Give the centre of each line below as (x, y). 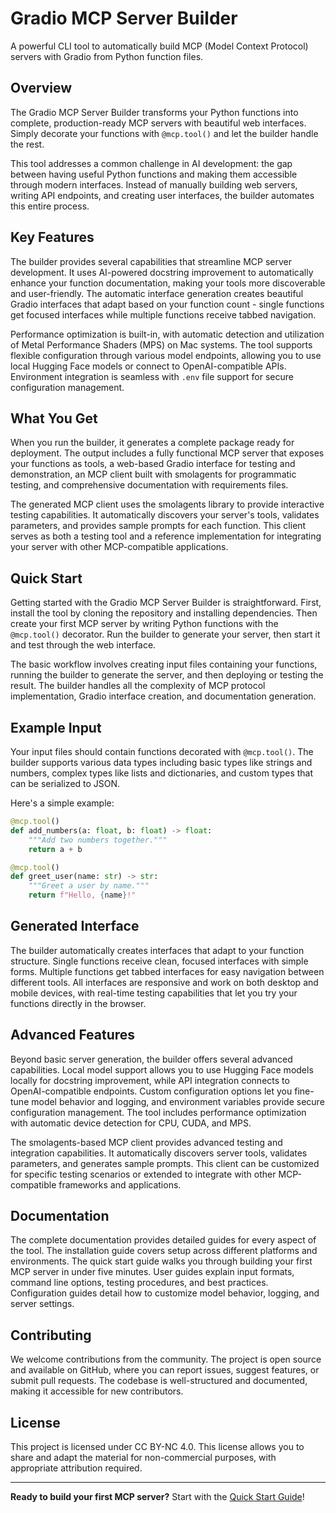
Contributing (51, 1335)
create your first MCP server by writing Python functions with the (144, 624)
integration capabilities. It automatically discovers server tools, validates (159, 1153)
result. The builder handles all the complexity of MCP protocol (138, 686)
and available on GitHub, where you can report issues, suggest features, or (165, 1370)
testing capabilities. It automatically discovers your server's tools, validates (165, 515)
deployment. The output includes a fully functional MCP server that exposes (167, 453)
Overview (41, 88)
